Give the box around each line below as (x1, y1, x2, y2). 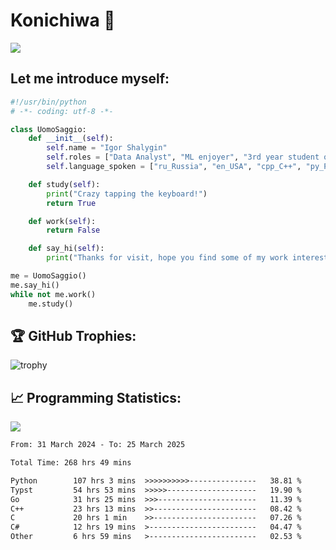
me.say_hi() (10, 280, 60, 290)
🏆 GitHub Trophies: (10, 327, 137, 344)
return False (46, 225, 101, 236)
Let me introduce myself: (10, 70, 170, 88)
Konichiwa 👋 (10, 9, 116, 32)
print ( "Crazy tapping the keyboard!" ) (46, 189, 208, 199)
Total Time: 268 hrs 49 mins (10, 458, 132, 468)
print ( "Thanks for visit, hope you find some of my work (46, 253, 288, 263)
